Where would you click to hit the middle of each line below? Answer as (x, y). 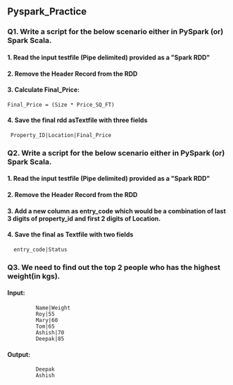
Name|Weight (53, 308)
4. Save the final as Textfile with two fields (70, 235)
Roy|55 (45, 314)
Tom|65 (45, 326)
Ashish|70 (50, 332)
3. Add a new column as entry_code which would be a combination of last (117, 211)
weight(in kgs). (34, 276)
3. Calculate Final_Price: (44, 90)
